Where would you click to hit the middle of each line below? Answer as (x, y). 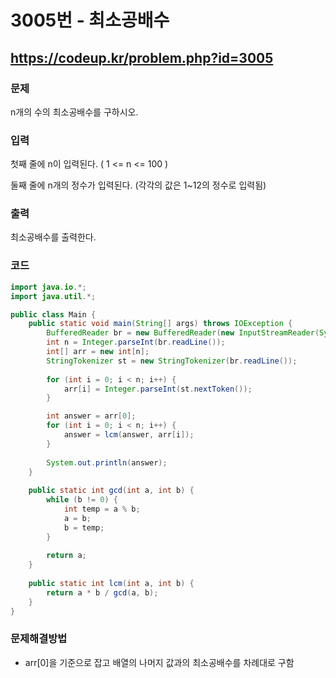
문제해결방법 (39, 639)
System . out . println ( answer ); (107, 462)
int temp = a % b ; (102, 509)
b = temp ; (84, 527)
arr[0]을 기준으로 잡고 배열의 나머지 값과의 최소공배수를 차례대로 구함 (159, 662)
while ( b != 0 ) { (82, 500)
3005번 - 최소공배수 (90, 20)
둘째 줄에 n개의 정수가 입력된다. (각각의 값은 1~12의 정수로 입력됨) (138, 185)
